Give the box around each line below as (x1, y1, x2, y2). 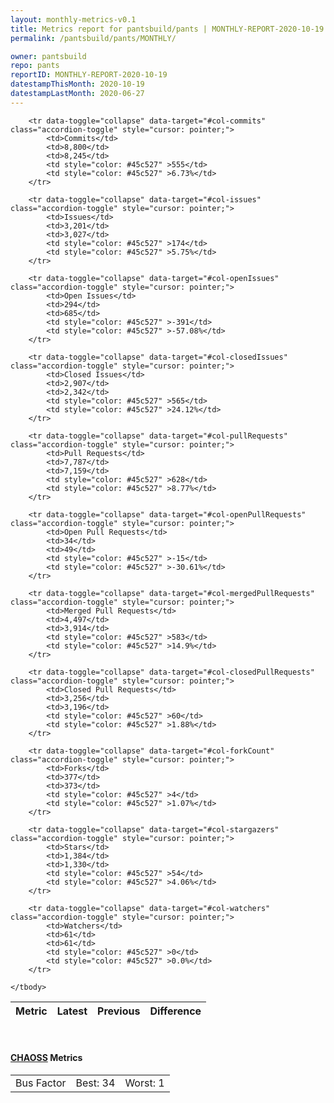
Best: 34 (75, 1076, 116, 1090)
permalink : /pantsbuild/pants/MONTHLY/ (10, 33, 177, 43)
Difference (149, 1004, 202, 1018)
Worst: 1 (124, 1076, 165, 1090)
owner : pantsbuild (10, 51, 87, 61)
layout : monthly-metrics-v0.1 (10, 14, 137, 25)
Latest (56, 1004, 88, 1018)
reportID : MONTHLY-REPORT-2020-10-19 (10, 70, 168, 80)
